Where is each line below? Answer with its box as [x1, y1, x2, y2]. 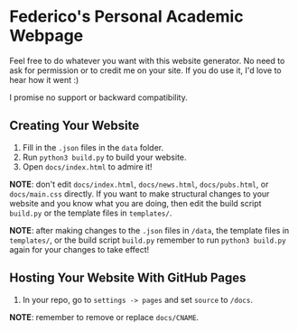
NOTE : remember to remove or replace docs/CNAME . [9, 311, 200, 322]
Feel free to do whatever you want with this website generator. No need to [9, 55, 285, 66]
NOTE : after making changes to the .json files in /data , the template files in [9, 225, 290, 235]
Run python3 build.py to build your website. [22, 152, 187, 162]
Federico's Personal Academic [9, 6, 244, 27]
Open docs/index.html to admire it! [22, 161, 153, 172]
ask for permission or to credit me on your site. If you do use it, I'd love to [9, 65, 282, 76]
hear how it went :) [9, 74, 79, 85]
